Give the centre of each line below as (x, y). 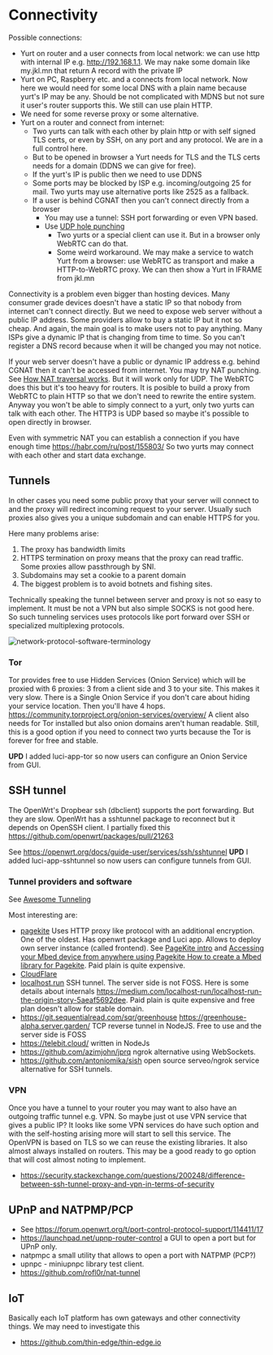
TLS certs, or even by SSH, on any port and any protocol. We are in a (147, 139)
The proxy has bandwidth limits (73, 549)
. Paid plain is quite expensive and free (190, 1000)
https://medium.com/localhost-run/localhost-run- (179, 991)
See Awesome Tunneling (50, 899)
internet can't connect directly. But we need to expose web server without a (135, 311)
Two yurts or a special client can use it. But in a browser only (158, 234)
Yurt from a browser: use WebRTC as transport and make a (156, 260)
